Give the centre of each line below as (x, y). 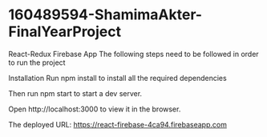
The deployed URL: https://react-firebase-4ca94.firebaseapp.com (117, 124)
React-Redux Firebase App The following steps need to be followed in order (133, 54)
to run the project (37, 62)
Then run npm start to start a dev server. (75, 93)
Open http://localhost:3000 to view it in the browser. (95, 109)
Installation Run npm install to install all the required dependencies (117, 78)
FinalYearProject (65, 32)
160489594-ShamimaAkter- (105, 15)
